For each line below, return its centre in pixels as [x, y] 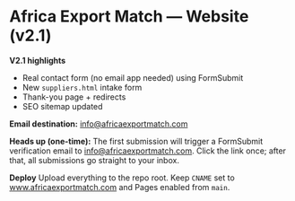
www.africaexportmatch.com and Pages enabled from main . [120, 187]
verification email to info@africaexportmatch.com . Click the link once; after [148, 151]
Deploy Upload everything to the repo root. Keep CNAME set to [122, 178]
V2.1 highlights [38, 60]
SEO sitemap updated [62, 106]
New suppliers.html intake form [82, 87]
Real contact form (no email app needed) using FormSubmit [133, 77]
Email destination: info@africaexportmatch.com [99, 124]
